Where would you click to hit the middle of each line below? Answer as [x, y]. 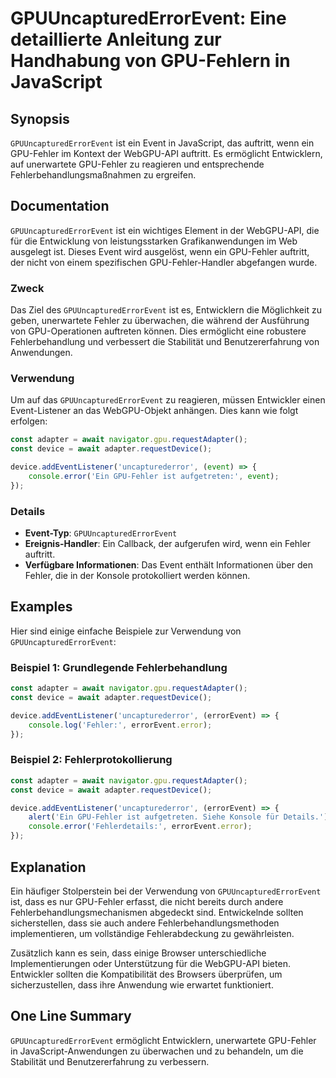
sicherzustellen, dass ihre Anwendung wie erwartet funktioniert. [142, 984]
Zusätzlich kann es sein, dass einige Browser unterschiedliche [138, 953]
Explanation [48, 867]
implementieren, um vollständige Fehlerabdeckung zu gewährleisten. [152, 933]
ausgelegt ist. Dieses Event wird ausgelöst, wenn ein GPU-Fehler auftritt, [160, 251]
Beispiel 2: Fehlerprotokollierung [91, 760]
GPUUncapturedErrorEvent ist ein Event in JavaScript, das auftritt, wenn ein [162, 143]
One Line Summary [71, 1016]
